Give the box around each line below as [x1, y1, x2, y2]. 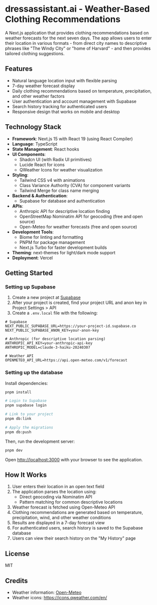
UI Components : [12, 151, 46, 157]
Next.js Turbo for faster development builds [19, 245, 107, 250]
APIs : [12, 203, 23, 209]
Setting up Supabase [5, 284, 56, 290]
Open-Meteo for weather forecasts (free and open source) [19, 224, 137, 229]
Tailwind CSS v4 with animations [19, 177, 85, 183]
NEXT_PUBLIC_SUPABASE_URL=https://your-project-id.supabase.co [5, 324, 137, 329]
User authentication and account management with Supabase [12, 98, 137, 104]
